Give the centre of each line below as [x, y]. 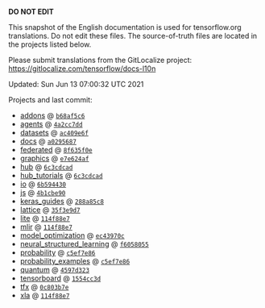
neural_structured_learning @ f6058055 [84, 244]
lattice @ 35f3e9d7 [50, 210]
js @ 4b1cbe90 [43, 192]
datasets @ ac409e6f [54, 133]
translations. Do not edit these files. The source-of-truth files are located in [133, 36]
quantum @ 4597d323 [55, 270]
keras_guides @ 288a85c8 [62, 201]
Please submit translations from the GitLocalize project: [100, 60]
